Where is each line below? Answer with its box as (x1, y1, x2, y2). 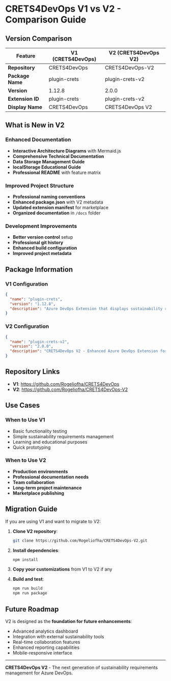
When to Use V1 (5, 416, 45, 423)
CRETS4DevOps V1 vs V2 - (5, 3, 121, 15)
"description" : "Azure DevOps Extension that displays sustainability (10, 306, 163, 311)
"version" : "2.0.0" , (10, 344, 53, 349)
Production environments (12, 468, 68, 474)
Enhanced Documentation (5, 136, 71, 143)
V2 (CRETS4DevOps (108, 49, 159, 56)
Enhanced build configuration (12, 245, 77, 251)
